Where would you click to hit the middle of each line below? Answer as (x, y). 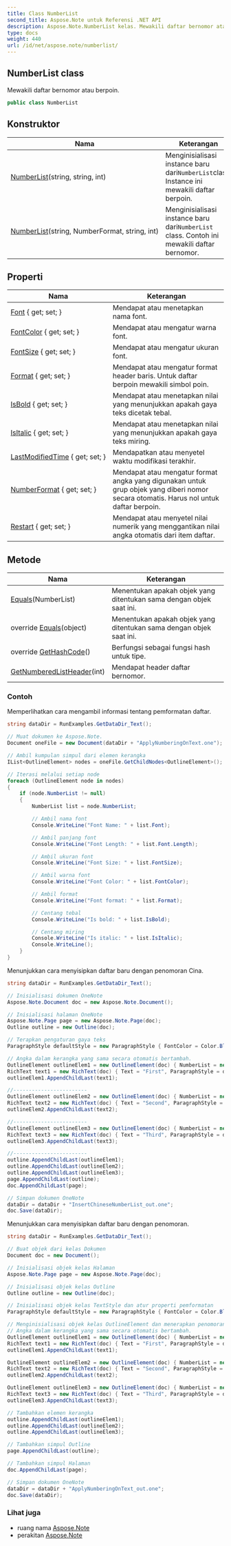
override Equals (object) (49, 628)
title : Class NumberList (43, 13)
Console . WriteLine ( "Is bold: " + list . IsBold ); (101, 919)
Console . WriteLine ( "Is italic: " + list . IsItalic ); (108, 938)
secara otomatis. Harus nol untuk (166, 498)
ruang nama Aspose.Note (53, 1527)
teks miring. (132, 442)
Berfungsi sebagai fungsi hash (161, 648)
